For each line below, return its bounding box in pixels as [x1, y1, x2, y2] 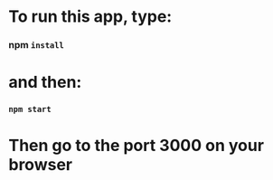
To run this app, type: [8, 6, 173, 27]
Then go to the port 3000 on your [8, 136, 264, 156]
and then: [8, 72, 82, 92]
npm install [8, 39, 64, 52]
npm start [8, 104, 52, 115]
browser [8, 155, 73, 175]
